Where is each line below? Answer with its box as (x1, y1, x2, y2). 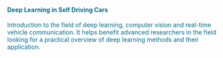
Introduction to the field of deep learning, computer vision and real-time (7, 21, 212, 29)
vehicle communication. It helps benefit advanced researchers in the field (7, 28, 217, 37)
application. (7, 43, 41, 51)
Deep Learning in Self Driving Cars (7, 6, 108, 14)
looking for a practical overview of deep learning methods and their (7, 35, 199, 44)
